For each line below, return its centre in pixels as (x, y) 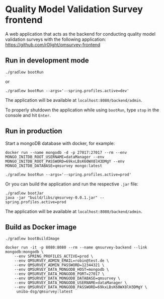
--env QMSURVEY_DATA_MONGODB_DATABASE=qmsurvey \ (67, 278)
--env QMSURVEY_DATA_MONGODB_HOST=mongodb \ (62, 270)
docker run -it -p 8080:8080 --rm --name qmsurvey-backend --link (76, 248)
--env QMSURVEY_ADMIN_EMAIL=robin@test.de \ (62, 261)
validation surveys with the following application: (56, 39)
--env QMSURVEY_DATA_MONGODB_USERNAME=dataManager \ (71, 283)
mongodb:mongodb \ (24, 252)
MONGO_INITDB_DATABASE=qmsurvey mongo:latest (54, 166)
